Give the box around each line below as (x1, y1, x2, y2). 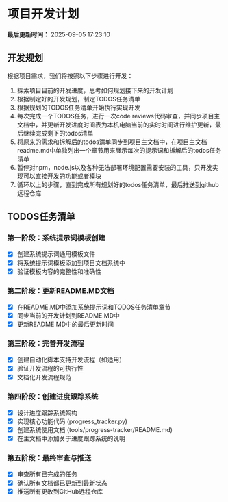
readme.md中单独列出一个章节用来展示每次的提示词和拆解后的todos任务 (16, 146, 222, 154)
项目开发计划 (7, 6, 80, 22)
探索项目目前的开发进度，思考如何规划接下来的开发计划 (16, 86, 173, 95)
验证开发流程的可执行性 (16, 364, 84, 373)
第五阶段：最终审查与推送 (7, 453, 92, 463)
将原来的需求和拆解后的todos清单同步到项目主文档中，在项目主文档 (16, 138, 207, 146)
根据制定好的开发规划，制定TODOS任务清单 (16, 95, 140, 103)
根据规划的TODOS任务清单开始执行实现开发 (16, 103, 140, 112)
